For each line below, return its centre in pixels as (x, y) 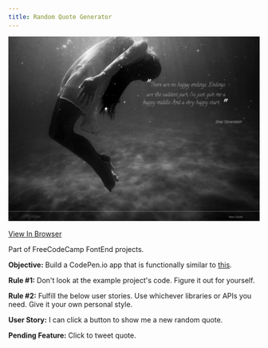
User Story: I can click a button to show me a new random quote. (116, 320)
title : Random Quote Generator (60, 17)
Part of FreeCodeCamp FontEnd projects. (76, 250)
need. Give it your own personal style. (71, 305)
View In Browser (35, 234)
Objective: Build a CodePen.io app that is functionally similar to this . (120, 265)
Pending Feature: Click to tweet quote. (73, 335)
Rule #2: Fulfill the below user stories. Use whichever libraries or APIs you (130, 296)
